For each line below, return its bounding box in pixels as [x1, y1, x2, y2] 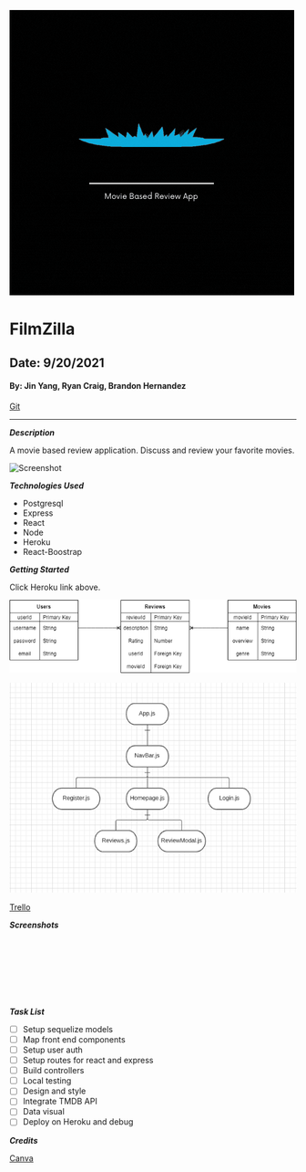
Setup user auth [22, 1044, 84, 1055]
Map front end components [22, 1033, 126, 1045]
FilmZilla [9, 319, 76, 340]
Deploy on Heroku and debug [22, 1116, 134, 1127]
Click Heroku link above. [9, 581, 101, 592]
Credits [9, 1135, 38, 1146]
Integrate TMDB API [22, 1096, 97, 1107]
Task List [9, 1006, 46, 1017]
